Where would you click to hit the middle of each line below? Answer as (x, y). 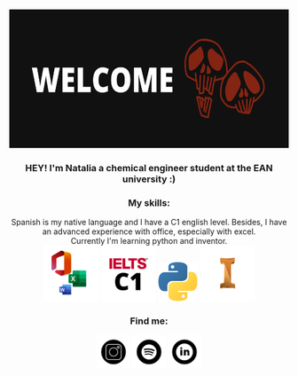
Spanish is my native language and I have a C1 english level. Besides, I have (149, 223)
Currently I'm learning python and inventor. (149, 241)
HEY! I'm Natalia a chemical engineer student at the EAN (149, 168)
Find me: (149, 321)
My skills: (149, 202)
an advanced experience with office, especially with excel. (149, 231)
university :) (149, 179)
